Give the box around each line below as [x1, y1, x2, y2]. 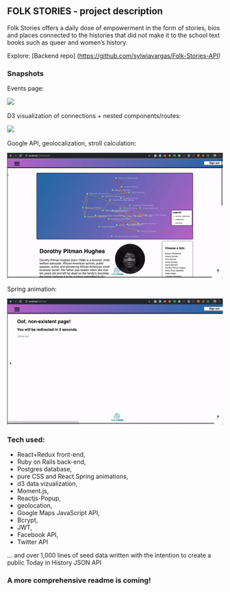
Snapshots [7, 69, 44, 78]
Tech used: [7, 435, 45, 445]
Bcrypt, [16, 516, 38, 524]
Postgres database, [16, 465, 73, 473]
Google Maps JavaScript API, [16, 509, 101, 517]
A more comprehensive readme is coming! [7, 576, 151, 585]
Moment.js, [16, 487, 49, 495]
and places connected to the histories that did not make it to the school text [7, 31, 220, 39]
